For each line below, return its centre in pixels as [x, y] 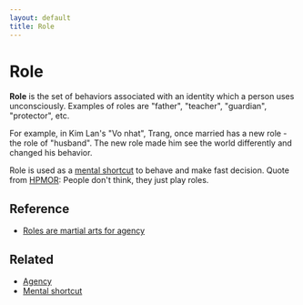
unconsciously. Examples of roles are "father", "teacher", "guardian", [138, 107]
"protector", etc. [40, 116]
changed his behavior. [51, 153]
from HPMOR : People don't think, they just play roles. [109, 180]
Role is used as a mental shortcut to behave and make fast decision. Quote [149, 170]
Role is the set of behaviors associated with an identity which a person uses [152, 97]
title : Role [32, 26]
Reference [40, 209]
